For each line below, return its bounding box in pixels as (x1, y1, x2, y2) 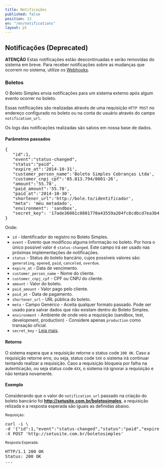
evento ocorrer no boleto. (5, 95, 57, 101)
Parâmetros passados (5, 136, 51, 142)
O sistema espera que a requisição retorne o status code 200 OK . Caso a (5, 350, 150, 355)
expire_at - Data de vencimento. (12, 265, 78, 271)
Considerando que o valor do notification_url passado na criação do (5, 393, 147, 398)
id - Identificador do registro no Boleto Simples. (12, 234, 109, 240)
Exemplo (5, 382, 23, 388)
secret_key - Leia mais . (12, 328, 59, 333)
